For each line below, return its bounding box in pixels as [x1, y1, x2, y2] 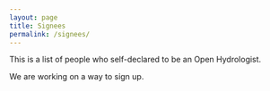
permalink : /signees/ [9, 29, 91, 38]
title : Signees [9, 21, 66, 30]
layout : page [9, 12, 58, 22]
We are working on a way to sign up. [9, 71, 144, 82]
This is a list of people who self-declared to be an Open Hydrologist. [9, 54, 262, 65]
